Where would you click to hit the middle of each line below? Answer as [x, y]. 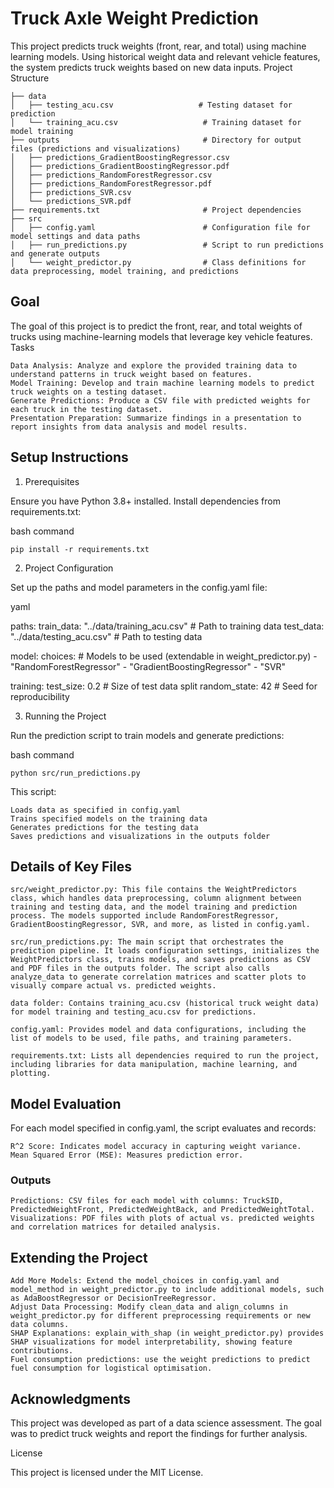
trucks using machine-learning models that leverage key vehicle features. [161, 336]
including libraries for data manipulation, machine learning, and [154, 1065]
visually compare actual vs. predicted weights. [113, 986]
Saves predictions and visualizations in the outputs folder [140, 836]
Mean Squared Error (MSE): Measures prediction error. [127, 1155]
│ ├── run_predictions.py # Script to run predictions [167, 245]
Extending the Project [79, 1257]
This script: [33, 791]
